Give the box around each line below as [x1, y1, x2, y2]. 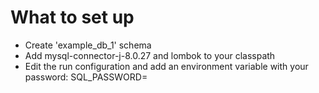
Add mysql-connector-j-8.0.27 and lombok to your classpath [24, 49, 276, 61]
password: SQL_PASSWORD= [24, 71, 148, 83]
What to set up [10, 6, 135, 29]
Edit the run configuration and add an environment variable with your [24, 60, 309, 72]
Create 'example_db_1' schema [24, 39, 152, 51]
